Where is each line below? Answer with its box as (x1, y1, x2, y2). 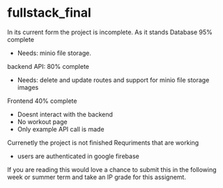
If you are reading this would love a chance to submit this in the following (7, 165, 217, 173)
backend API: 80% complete (7, 62, 89, 70)
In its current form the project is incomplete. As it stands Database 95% (7, 28, 213, 36)
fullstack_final (7, 5, 92, 21)
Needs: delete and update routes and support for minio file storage (17, 75, 210, 84)
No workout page (17, 117, 68, 126)
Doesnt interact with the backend (17, 110, 114, 118)
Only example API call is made (17, 125, 105, 133)
